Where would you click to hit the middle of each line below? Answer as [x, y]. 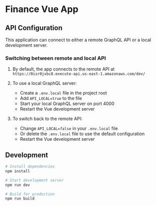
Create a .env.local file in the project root [63, 93]
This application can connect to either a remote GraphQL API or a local [78, 40]
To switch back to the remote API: [47, 119]
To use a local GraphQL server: [44, 83]
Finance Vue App [42, 9]
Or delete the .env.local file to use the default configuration [82, 134]
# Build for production [30, 194]
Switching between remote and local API [56, 58]
